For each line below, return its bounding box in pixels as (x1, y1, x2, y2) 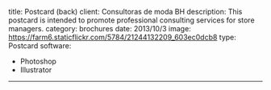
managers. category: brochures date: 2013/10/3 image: (8, 24, 191, 33)
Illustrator (19, 65, 52, 75)
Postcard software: (8, 41, 72, 51)
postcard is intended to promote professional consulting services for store (8, 15, 256, 25)
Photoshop (19, 56, 56, 66)
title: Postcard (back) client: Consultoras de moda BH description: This (8, 7, 243, 16)
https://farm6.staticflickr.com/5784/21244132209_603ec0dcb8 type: (8, 32, 236, 42)
